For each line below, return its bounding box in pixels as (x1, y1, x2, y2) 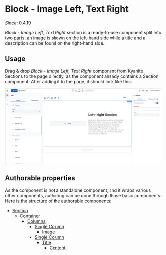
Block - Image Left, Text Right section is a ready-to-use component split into (5, 29, 162, 35)
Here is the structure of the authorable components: (5, 198, 111, 204)
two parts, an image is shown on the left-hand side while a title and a (5, 35, 146, 41)
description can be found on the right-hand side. (5, 40, 105, 46)
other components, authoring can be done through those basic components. (5, 192, 162, 198)
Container (19, 213, 41, 219)
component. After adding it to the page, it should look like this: (5, 78, 132, 84)
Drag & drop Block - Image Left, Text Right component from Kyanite (5, 68, 144, 74)
